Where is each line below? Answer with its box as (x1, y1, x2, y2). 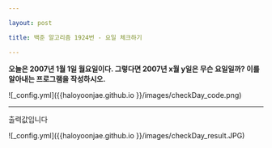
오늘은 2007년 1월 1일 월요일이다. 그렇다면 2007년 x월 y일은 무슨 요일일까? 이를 (8, 64, 261, 74)
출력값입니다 (8, 115, 49, 124)
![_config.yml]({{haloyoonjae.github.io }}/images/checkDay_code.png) (8, 90, 242, 99)
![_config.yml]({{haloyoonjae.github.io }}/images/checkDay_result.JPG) (8, 130, 245, 140)
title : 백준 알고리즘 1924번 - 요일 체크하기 (8, 33, 142, 41)
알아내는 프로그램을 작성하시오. (8, 74, 106, 83)
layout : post (8, 19, 53, 27)
